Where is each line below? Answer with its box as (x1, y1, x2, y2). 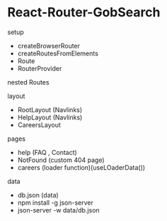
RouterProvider (17, 64, 62, 72)
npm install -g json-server (17, 198, 94, 207)
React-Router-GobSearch (7, 4, 161, 21)
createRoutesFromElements (17, 49, 99, 58)
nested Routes (7, 77, 50, 86)
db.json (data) (17, 190, 59, 199)
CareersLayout (17, 120, 62, 129)
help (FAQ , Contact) (17, 148, 78, 156)
